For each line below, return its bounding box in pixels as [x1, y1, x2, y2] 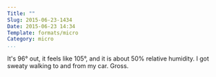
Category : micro [7, 36, 54, 43]
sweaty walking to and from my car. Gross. [7, 62, 129, 70]
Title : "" [7, 10, 36, 17]
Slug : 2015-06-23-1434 [7, 16, 72, 23]
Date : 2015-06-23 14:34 [7, 23, 76, 30]
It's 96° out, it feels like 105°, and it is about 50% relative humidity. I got [7, 54, 209, 63]
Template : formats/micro [7, 29, 79, 36]
